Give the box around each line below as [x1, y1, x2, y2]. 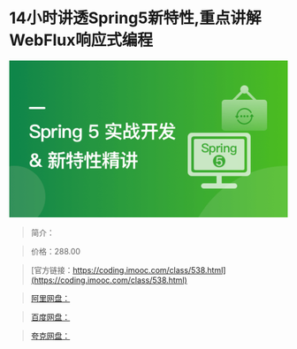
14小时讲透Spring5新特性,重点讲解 [9, 8, 262, 28]
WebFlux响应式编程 [9, 30, 153, 50]
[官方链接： [30, 264, 73, 275]
